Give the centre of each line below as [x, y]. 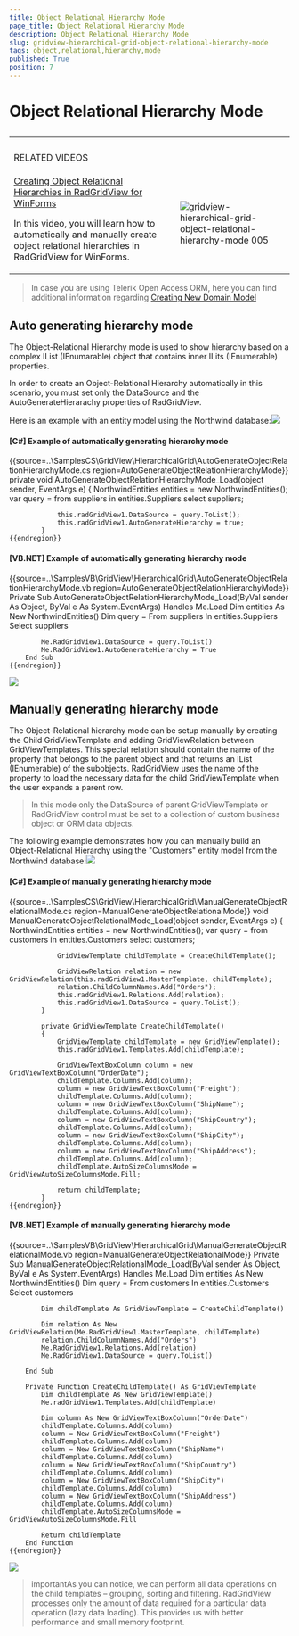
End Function [49, 1543]
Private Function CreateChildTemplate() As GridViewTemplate [141, 1387]
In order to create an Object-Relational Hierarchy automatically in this [136, 384]
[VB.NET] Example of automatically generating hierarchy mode [128, 558]
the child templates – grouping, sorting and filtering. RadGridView [151, 1593]
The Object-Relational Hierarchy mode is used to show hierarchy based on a [149, 347]
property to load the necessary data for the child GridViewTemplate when [144, 778]
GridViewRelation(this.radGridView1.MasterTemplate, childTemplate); [141, 979]
